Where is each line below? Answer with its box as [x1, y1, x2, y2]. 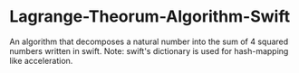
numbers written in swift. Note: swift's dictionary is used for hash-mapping [9, 45, 289, 56]
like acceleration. [9, 55, 73, 66]
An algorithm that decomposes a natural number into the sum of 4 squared [9, 36, 289, 47]
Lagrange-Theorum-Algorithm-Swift [9, 6, 291, 27]
